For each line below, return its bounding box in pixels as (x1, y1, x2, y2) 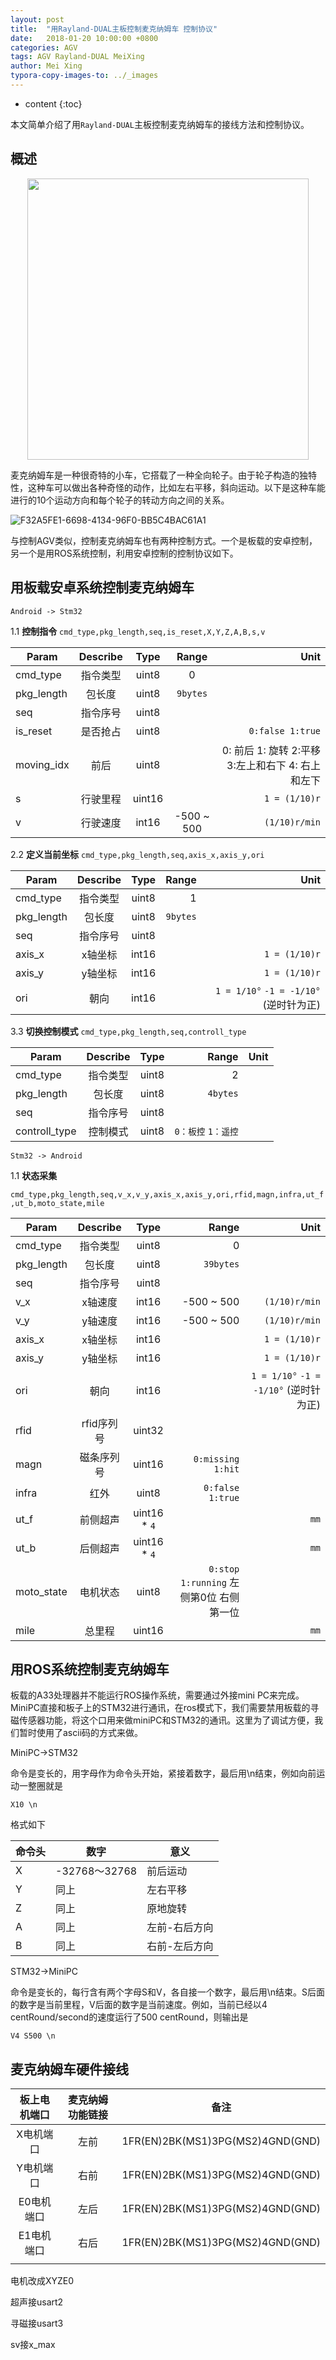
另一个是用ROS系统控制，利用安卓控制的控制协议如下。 (10, 547, 239, 559)
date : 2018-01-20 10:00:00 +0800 (10, 33, 159, 43)
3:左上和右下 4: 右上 (226, 758, 321, 772)
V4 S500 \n (10, 2031, 56, 2041)
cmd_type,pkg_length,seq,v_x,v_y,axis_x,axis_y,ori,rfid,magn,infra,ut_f (10, 1189, 325, 1200)
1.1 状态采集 (10, 1169, 58, 1181)
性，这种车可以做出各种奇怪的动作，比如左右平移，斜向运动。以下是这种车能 (10, 481, 326, 493)
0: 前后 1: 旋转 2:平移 (221, 743, 321, 757)
